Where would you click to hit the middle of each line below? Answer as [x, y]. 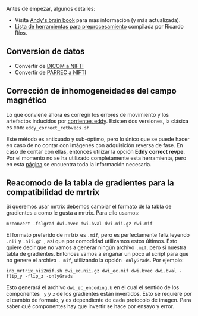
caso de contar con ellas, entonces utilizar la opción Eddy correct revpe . [96, 151]
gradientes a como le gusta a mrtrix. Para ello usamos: [73, 213]
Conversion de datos [45, 52]
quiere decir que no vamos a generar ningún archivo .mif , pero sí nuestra [96, 247]
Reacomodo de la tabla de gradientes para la [90, 183]
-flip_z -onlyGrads [49, 277]
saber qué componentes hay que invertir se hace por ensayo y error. [90, 306]
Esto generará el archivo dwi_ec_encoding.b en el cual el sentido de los [93, 287]
